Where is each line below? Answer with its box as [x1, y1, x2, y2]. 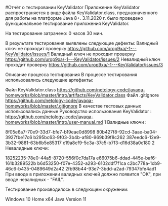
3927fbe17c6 [5, 134, 32, 140]
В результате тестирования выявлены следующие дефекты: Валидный [5, 40, 158, 46]
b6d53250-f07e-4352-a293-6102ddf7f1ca [37, 160, 127, 166]
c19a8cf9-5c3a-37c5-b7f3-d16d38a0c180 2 [62, 140, 155, 146]
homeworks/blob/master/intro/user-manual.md [5, 119, 103, 125]
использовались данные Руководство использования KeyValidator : [5, 109, 152, 114]
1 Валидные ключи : [104, 119, 147, 125]
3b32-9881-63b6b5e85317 [5, 140, 62, 146]
